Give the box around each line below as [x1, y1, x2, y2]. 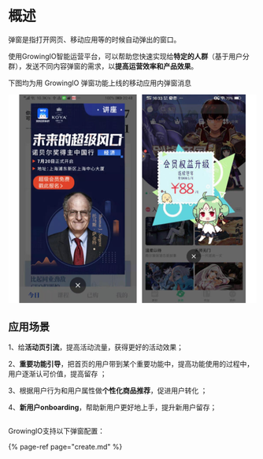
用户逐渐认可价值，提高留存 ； [8, 369, 107, 379]
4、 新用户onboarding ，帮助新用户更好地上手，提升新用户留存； [8, 403, 217, 412]
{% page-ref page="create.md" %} [8, 442, 123, 452]
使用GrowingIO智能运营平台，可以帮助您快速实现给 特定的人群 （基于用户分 [8, 51, 250, 61]
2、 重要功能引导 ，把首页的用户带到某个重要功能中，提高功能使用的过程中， [8, 360, 254, 369]
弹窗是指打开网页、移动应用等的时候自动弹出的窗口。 [8, 35, 181, 44]
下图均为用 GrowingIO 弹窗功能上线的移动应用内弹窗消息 [8, 78, 191, 88]
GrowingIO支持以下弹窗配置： [8, 427, 105, 436]
